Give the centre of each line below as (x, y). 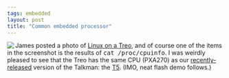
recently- (203, 60)
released (20, 67)
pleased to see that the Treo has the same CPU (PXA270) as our (98, 60)
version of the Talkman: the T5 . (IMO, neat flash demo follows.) (122, 67)
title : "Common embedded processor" (59, 26)
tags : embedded (29, 13)
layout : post (26, 20)
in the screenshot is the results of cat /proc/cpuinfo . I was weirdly (106, 53)
